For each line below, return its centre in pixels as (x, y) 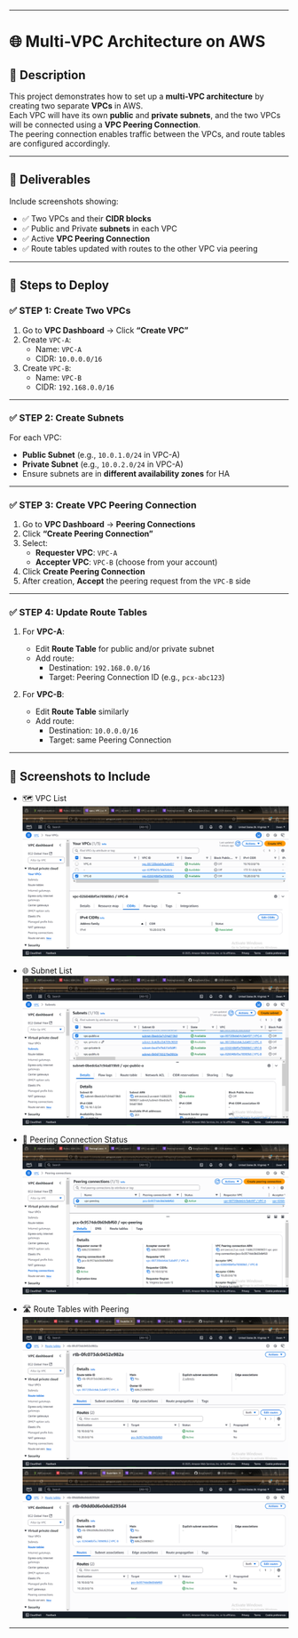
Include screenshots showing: (64, 201)
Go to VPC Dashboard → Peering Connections (109, 525)
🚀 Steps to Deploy (59, 285)
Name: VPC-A (59, 349)
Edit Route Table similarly (82, 711)
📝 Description (47, 75)
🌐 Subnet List (47, 970)
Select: (35, 543)
